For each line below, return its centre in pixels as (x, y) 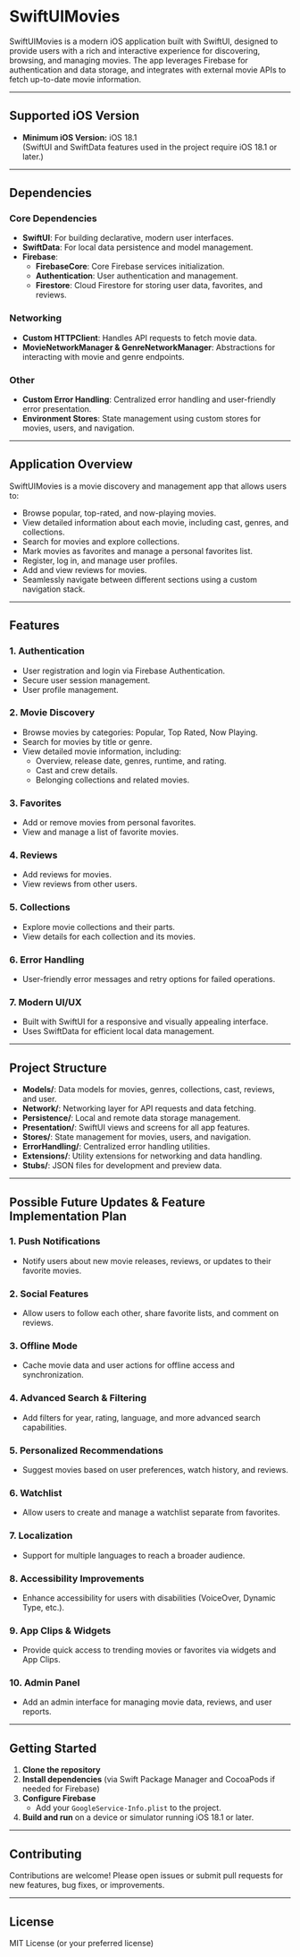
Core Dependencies (54, 218)
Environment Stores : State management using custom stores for (142, 419)
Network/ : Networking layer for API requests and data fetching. (139, 1108)
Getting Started (53, 1748)
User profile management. (70, 689)
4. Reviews (33, 855)
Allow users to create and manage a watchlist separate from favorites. (151, 1513)
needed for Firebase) (61, 1789)
